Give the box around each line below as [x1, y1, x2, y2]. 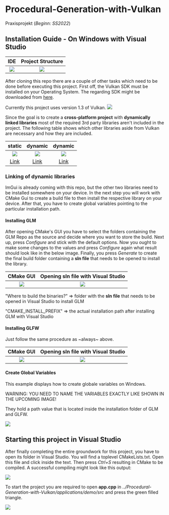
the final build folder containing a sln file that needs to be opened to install [5, 255, 160, 262]
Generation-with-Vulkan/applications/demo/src [5, 489, 104, 495]
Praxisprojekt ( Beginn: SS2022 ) [5, 20, 71, 26]
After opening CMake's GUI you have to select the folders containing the [5, 229, 156, 235]
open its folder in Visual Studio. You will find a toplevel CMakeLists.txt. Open [5, 454, 164, 460]
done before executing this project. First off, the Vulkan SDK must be [5, 83, 148, 89]
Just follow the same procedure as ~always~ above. [5, 336, 115, 342]
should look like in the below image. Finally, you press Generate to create [5, 250, 157, 256]
